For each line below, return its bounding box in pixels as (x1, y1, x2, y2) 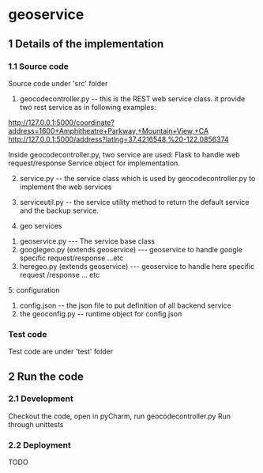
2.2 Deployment (8, 439, 71, 450)
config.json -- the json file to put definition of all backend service (19, 301, 231, 310)
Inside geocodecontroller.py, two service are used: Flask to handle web (8, 149, 241, 159)
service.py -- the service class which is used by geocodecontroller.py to (19, 173, 256, 183)
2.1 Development (8, 393, 73, 404)
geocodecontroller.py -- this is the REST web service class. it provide (19, 93, 246, 104)
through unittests (8, 419, 64, 429)
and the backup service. (19, 206, 99, 215)
